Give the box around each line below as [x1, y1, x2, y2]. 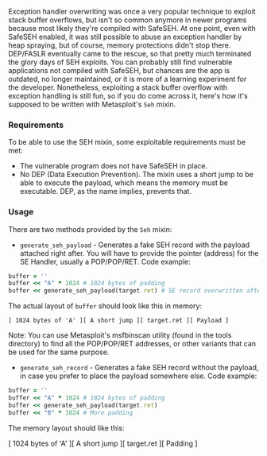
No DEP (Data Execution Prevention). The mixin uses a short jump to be [19, 170, 254, 180]
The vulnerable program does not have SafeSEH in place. [19, 161, 208, 171]
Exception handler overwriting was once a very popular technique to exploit [8, 7, 256, 16]
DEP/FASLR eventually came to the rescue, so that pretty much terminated [8, 49, 252, 58]
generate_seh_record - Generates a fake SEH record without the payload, [19, 363, 259, 373]
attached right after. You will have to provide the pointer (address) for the [19, 248, 260, 257]
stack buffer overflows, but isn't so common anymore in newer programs [8, 15, 247, 25]
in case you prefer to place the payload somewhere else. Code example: [19, 371, 257, 381]
